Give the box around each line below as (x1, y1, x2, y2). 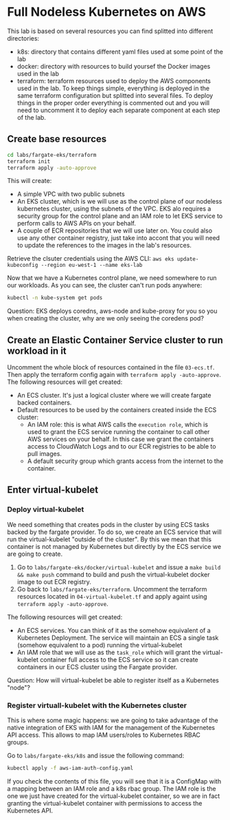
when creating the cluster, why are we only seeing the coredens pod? (7, 314, 205, 323)
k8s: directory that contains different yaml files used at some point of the (16, 47, 223, 56)
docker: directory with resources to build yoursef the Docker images (16, 62, 211, 70)
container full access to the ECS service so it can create (40, 655, 199, 664)
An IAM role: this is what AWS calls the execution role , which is (27, 420, 208, 429)
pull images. (27, 450, 62, 458)
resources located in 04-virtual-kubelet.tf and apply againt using (16, 592, 207, 601)
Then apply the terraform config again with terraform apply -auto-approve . (7, 371, 221, 379)
